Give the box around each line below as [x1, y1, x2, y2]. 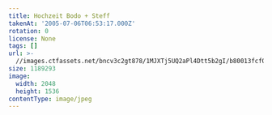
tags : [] [8, 42, 38, 50]
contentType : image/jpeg [8, 95, 92, 103]
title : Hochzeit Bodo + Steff [8, 11, 111, 20]
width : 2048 [15, 79, 57, 87]
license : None [8, 34, 57, 43]
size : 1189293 [8, 65, 57, 73]
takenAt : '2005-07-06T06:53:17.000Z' [8, 19, 136, 28]
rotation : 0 [8, 27, 49, 35]
